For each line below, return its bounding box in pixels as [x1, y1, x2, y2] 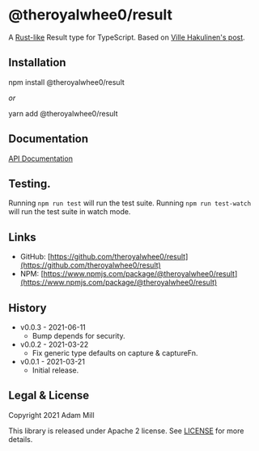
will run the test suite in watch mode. [8, 207, 131, 217]
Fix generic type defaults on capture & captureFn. [32, 348, 198, 357]
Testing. [8, 176, 51, 191]
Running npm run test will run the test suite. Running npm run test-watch [8, 198, 252, 208]
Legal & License [8, 389, 90, 403]
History [8, 301, 47, 314]
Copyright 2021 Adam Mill [8, 410, 95, 419]
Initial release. [32, 365, 79, 375]
